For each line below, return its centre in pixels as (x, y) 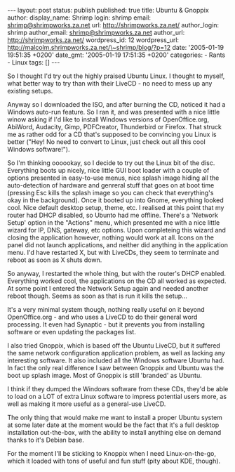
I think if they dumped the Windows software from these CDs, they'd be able (118, 389)
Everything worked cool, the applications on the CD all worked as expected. (117, 281)
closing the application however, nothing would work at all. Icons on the (110, 237)
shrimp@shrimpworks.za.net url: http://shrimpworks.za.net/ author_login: (113, 25)
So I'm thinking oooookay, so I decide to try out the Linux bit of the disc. (111, 163)
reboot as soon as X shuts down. (55, 260)
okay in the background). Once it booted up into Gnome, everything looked (115, 200)
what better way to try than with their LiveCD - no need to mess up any (110, 83)
